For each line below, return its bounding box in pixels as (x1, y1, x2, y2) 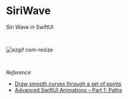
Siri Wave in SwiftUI (6, 23, 54, 30)
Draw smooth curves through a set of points (14, 80, 122, 87)
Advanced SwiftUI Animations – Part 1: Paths (14, 86, 122, 93)
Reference (6, 69, 31, 76)
